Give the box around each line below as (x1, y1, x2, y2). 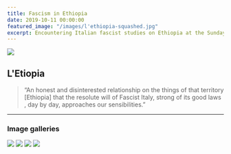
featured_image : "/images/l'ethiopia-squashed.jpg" (7, 23, 158, 30)
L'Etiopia (7, 67, 45, 79)
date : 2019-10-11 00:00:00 (7, 16, 85, 23)
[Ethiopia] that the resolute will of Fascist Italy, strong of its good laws (23, 93, 221, 102)
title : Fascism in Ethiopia (7, 10, 88, 17)
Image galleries (7, 124, 60, 133)
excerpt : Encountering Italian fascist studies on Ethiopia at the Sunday (7, 29, 226, 36)
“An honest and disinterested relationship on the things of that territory (23, 86, 224, 94)
